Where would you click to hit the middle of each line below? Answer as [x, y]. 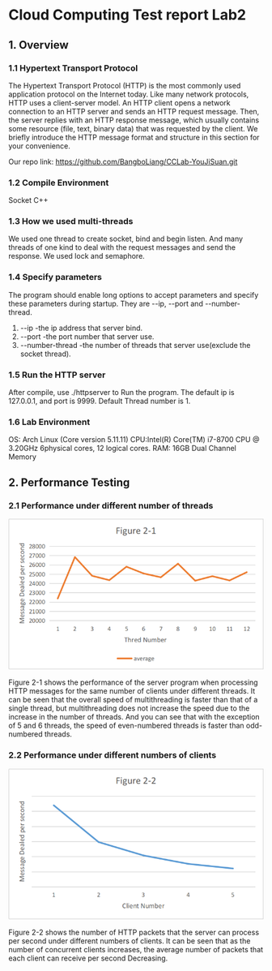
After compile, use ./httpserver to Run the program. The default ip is [121, 393]
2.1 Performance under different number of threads [111, 505]
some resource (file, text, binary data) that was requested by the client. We [133, 128]
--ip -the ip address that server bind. [81, 328]
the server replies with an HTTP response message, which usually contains [134, 120]
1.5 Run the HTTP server [57, 375]
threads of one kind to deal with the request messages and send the [122, 247]
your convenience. [39, 146]
